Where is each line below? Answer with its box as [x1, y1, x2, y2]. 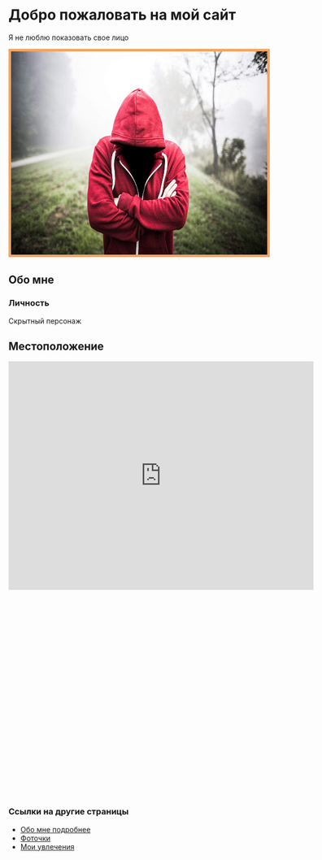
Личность [8, 298, 50, 309]
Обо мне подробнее [20, 824, 91, 834]
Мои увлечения [20, 841, 75, 851]
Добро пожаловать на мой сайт [8, 6, 237, 24]
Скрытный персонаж [8, 315, 81, 326]
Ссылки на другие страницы [8, 806, 129, 818]
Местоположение [8, 340, 104, 354]
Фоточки [20, 833, 51, 843]
